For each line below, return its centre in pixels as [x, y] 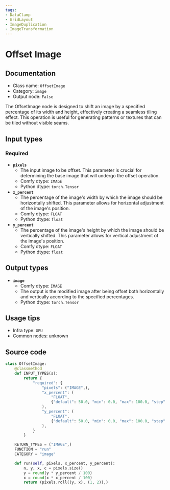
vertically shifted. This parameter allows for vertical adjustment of [89, 235]
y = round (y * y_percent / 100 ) [58, 473]
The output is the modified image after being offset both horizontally [92, 291]
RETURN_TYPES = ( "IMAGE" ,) [43, 445]
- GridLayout [19, 19]
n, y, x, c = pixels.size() [53, 468]
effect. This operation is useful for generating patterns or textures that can [83, 117]
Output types [27, 268]
